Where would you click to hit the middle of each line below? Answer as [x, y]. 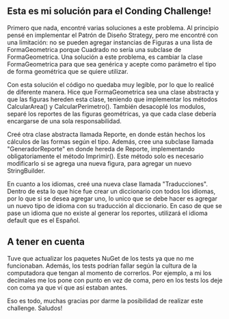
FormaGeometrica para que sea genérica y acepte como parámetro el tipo [112, 64]
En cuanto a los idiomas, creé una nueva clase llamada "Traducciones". [108, 183]
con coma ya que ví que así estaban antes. [67, 288]
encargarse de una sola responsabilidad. [64, 121]
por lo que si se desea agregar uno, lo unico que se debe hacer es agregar [112, 199]
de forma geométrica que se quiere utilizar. [68, 71]
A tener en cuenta [46, 242]
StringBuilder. [26, 170]
